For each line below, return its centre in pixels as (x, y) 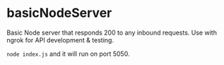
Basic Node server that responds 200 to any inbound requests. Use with (112, 32)
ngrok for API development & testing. (60, 40)
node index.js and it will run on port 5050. (68, 54)
